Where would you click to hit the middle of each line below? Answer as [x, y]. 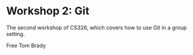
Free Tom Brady [26, 45]
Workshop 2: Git [48, 11]
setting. [16, 33]
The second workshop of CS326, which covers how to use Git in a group [96, 27]
